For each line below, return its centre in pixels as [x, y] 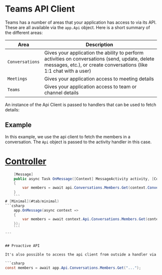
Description [99, 45]
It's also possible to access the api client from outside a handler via [81, 254]
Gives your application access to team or [90, 87]
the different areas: [24, 32]
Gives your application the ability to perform [94, 53]
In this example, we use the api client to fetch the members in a [68, 137]
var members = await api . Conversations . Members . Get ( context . [85, 188]
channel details [61, 92]
